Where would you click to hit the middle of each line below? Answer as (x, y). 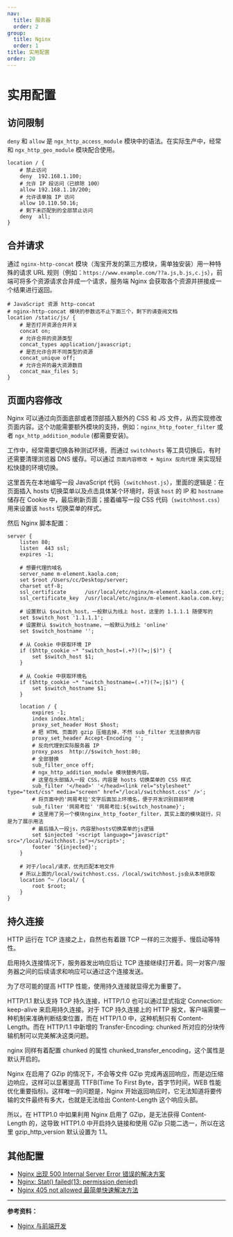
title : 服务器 (32, 20)
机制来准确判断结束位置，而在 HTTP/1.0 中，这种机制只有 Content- (108, 1018)
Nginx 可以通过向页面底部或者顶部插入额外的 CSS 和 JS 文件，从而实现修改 (115, 418)
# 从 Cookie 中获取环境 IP (55, 645)
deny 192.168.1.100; (51, 176)
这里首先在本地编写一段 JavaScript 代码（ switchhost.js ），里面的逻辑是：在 (116, 482)
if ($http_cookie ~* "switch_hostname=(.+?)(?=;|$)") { (102, 683)
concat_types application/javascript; (76, 344)
